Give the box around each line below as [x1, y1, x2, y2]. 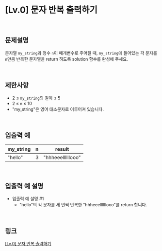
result [55, 146, 69, 153]
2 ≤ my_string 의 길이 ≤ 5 [12, 95, 61, 101]
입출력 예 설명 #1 [12, 196, 44, 202]
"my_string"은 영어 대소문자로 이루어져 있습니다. [12, 106, 104, 112]
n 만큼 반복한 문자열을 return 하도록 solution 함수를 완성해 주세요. [5, 56, 129, 62]
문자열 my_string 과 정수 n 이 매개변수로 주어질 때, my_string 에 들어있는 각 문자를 [5, 50, 158, 56]
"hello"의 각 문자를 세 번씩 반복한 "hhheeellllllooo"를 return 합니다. [19, 202, 147, 208]
